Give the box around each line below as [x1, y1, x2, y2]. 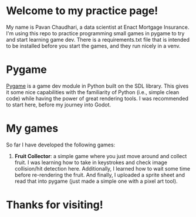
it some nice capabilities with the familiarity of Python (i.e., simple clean [6, 88, 180, 95]
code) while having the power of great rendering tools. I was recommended [6, 95, 189, 102]
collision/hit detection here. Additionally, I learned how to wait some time [14, 165, 191, 172]
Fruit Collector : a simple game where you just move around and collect [14, 152, 187, 159]
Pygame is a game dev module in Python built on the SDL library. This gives [6, 82, 189, 89]
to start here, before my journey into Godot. [6, 101, 111, 108]
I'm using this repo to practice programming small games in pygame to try [6, 29, 185, 36]
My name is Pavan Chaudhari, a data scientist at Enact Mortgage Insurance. [6, 24, 190, 31]
